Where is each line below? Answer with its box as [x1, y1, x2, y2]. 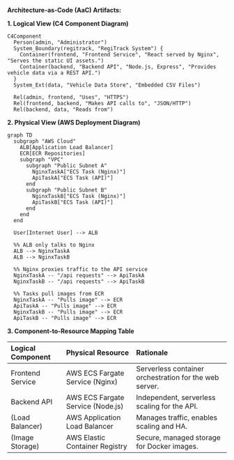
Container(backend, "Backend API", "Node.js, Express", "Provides [19, 63, 217, 70]
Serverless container [136, 364, 204, 374]
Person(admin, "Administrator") [13, 39, 108, 46]
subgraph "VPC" [19, 156, 64, 163]
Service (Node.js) [65, 401, 124, 411]
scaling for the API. [136, 401, 198, 411]
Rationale [136, 348, 169, 358]
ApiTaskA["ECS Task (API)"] [32, 174, 114, 181]
